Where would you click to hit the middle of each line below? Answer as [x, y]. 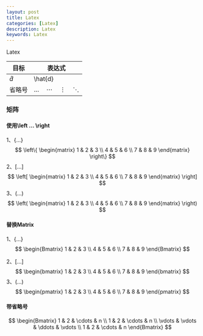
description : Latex [31, 29]
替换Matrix [20, 224]
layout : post [23, 12]
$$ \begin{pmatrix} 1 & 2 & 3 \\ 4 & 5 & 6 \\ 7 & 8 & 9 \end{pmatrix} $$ [102, 292]
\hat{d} [44, 79]
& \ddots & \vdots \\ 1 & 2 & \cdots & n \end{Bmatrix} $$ [102, 327]
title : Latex [23, 18]
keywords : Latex [27, 35]
